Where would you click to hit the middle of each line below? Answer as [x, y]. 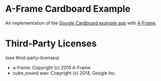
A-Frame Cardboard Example [68, 9]
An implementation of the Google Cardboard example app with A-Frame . [81, 23]
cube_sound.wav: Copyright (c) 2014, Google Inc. [64, 73]
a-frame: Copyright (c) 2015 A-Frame [51, 67]
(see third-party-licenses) [32, 58]
